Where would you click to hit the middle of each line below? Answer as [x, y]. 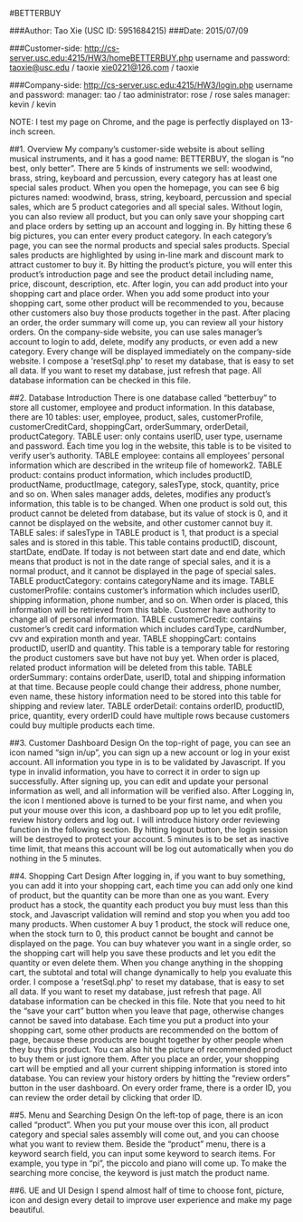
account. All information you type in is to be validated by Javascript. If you [147, 762]
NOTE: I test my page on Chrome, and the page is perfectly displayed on [145, 122]
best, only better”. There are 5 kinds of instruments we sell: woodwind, [141, 168]
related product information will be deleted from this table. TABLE [131, 667]
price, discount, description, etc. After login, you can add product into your [148, 284]
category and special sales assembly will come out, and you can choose [144, 1134]
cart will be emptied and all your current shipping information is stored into [148, 1068]
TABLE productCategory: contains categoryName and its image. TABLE [142, 581]
